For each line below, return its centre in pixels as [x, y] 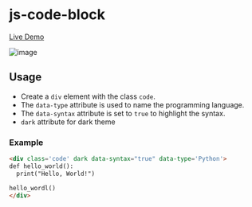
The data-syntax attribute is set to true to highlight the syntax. [123, 113]
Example [26, 143]
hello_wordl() [33, 188]
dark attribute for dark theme [68, 122]
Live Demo [27, 37]
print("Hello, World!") [55, 174]
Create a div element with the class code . [88, 96]
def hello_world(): [41, 166]
